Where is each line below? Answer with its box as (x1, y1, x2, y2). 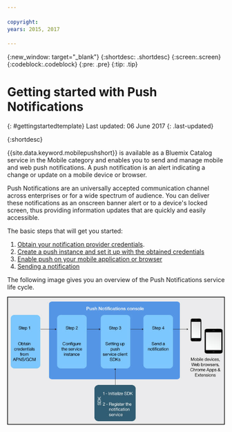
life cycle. (7, 283, 35, 292)
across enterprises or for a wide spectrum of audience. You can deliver (7, 191, 210, 200)
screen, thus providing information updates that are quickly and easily (7, 206, 206, 214)
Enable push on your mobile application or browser (17, 255, 163, 263)
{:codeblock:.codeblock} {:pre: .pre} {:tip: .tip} (7, 60, 138, 68)
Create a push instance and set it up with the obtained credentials (17, 247, 205, 256)
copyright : (7, 18, 39, 26)
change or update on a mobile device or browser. (7, 171, 147, 179)
